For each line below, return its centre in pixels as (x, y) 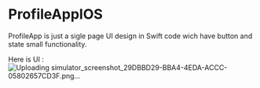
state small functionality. (48, 44)
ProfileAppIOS (56, 14)
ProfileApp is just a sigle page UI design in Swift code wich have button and (130, 36)
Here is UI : (26, 59)
